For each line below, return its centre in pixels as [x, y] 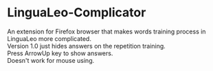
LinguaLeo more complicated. [49, 38]
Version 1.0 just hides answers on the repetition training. [87, 46]
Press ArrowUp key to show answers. [60, 53]
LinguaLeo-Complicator [77, 13]
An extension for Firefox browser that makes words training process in [106, 31]
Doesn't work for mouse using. [51, 60]
